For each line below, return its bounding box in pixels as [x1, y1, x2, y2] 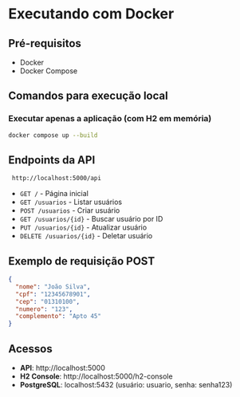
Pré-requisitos [8, 37, 82, 50]
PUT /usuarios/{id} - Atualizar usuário [19, 222, 148, 232]
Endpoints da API [8, 153, 96, 167]
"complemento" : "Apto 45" [15, 312, 102, 320]
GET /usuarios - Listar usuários [19, 197, 122, 207]
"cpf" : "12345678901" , [15, 290, 91, 298]
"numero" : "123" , [15, 305, 73, 313]
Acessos [8, 342, 53, 356]
